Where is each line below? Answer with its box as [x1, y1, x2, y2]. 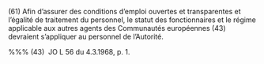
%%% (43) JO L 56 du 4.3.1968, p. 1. [8, 47, 130, 56]
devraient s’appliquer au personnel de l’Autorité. [8, 32, 164, 41]
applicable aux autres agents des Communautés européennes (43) [8, 24, 227, 32]
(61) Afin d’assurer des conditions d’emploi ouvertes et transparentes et [8, 7, 241, 16]
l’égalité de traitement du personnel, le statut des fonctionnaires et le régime [8, 15, 257, 24]
